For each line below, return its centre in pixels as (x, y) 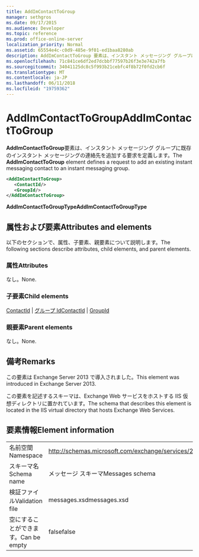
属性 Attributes (27, 265)
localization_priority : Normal (45, 45)
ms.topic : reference (32, 34)
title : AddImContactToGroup (41, 12)
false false (62, 532)
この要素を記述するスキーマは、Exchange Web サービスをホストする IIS (94, 396)
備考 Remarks (31, 362)
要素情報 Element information (60, 430)
